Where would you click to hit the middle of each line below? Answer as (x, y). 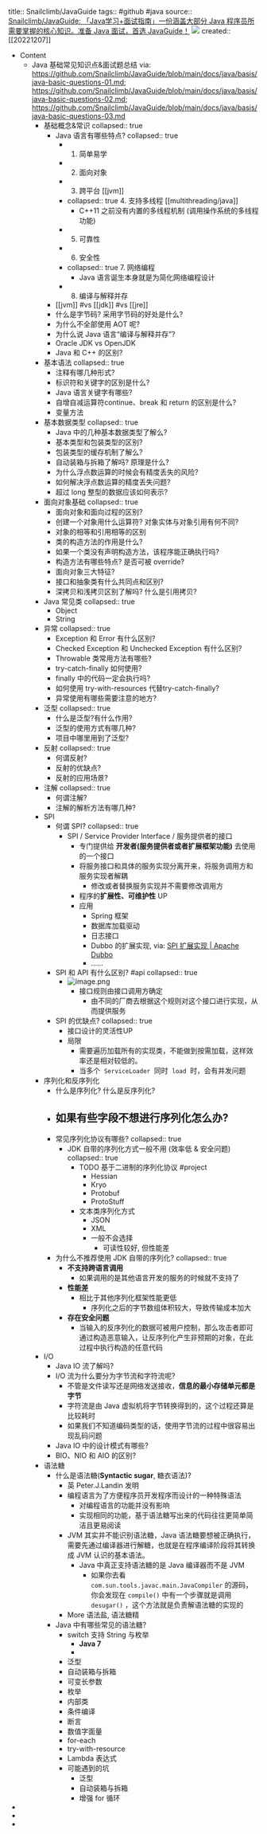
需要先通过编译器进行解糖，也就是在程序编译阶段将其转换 (161, 1545)
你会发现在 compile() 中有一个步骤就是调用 (161, 1595)
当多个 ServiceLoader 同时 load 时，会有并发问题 (163, 1070)
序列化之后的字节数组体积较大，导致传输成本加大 (171, 1307)
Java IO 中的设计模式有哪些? (102, 1445)
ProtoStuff (108, 1201)
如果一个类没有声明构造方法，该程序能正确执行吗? (137, 552)
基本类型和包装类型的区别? (99, 442)
